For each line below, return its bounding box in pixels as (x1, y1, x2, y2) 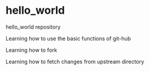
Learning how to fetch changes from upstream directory (5, 58, 145, 65)
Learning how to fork (5, 46, 58, 54)
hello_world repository (5, 23, 61, 30)
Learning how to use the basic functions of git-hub (5, 35, 131, 42)
